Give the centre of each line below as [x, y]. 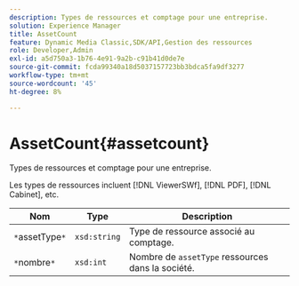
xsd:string [97, 237]
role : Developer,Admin [51, 51]
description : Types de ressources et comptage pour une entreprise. [139, 17]
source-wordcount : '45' [53, 83]
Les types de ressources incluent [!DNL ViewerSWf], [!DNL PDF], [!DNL [140, 185]
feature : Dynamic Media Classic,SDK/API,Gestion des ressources [131, 42]
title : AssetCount [43, 34]
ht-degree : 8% [36, 91]
